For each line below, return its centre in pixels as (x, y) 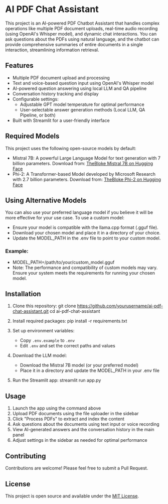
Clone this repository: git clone (44, 306)
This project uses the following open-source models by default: (71, 148)
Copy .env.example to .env (47, 340)
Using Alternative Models (46, 200)
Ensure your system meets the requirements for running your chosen (84, 273)
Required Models (32, 136)
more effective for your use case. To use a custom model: (65, 218)
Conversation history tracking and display (55, 93)
